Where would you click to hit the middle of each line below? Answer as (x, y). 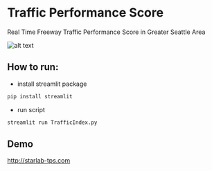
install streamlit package (52, 84)
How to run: (33, 67)
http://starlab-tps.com (39, 161)
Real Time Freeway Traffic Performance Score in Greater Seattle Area (106, 32)
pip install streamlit (40, 96)
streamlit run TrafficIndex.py (52, 123)
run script (31, 109)
